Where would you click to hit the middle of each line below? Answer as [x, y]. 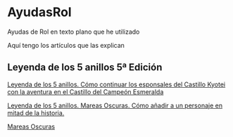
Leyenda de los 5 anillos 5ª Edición [85, 67]
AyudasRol [39, 12]
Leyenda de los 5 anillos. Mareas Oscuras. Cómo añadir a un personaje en [115, 105]
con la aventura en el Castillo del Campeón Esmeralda [86, 91]
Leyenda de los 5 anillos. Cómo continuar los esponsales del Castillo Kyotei [116, 84]
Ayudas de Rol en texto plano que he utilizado [74, 32]
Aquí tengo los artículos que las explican [66, 45]
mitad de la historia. [36, 112]
